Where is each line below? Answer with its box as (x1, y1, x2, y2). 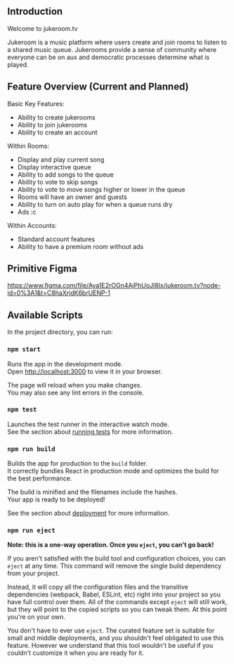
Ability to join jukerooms (17, 120, 88, 129)
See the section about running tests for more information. (7, 427, 174, 435)
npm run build (7, 445, 56, 453)
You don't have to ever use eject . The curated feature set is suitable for (7, 626, 215, 635)
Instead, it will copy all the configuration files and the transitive (7, 583, 188, 592)
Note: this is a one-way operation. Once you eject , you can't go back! (7, 541, 214, 549)
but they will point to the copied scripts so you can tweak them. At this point (7, 605, 227, 614)
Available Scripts (7, 309, 83, 321)
